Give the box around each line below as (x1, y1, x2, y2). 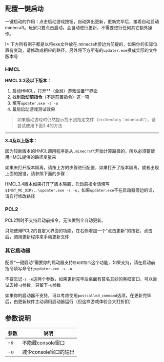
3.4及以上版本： (5, 138, 38, 144)
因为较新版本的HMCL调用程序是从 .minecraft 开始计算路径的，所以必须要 (5, 148, 151, 154)
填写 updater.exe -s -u (12, 100, 59, 106)
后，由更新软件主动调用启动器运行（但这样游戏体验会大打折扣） (5, 298, 133, 304)
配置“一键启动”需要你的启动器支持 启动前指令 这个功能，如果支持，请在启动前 (5, 259, 155, 265)
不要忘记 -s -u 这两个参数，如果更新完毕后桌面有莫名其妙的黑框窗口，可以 (5, 276, 153, 282)
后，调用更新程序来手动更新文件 (5, 234, 69, 240)
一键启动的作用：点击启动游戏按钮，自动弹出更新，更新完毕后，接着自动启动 (5, 19, 159, 24)
